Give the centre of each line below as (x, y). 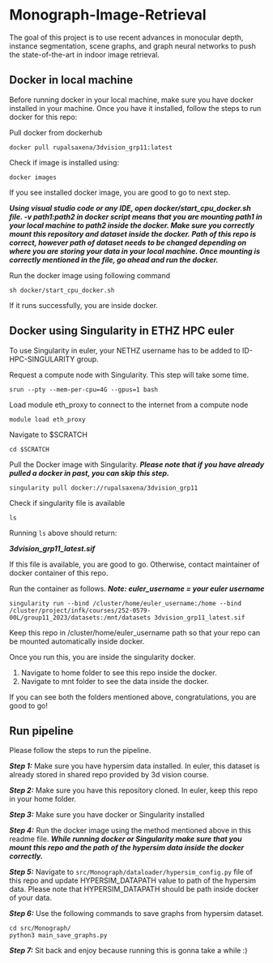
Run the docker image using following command (90, 275)
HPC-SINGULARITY (42, 359)
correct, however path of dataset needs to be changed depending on (128, 242)
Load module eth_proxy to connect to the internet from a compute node (129, 404)
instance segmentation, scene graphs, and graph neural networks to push (132, 45)
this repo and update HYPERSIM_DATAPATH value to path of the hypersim (133, 880)
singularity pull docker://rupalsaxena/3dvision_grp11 (104, 488)
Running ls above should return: (63, 533)
